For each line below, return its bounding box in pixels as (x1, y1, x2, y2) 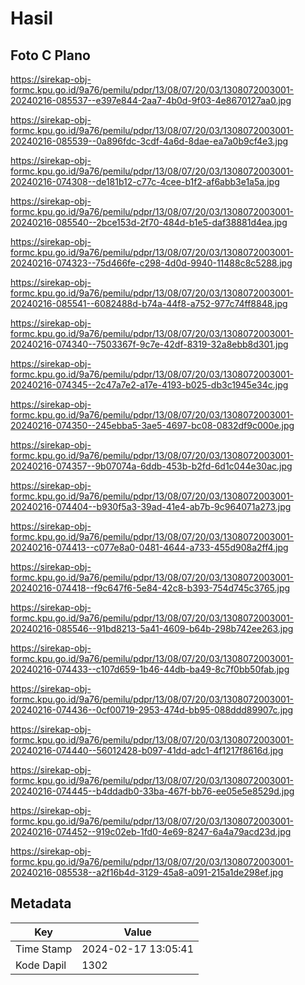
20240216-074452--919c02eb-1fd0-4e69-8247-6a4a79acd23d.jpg (10, 826, 292, 837)
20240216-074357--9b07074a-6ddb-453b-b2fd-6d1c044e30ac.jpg (10, 460, 293, 472)
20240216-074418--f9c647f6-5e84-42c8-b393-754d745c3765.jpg (10, 582, 291, 594)
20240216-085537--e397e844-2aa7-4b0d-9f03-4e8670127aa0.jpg (10, 95, 292, 106)
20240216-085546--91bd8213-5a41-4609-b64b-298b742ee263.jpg (10, 623, 294, 634)
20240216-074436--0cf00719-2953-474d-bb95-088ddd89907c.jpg (10, 704, 294, 716)
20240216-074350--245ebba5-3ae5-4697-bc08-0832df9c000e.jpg (10, 420, 295, 431)
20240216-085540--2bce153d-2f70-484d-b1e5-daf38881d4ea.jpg (10, 217, 288, 228)
